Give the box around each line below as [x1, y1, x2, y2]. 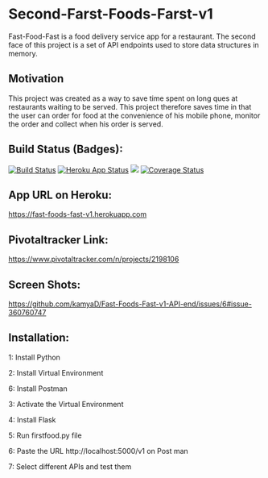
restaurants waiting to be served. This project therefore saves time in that [8, 102, 252, 111]
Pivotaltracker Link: [8, 233, 109, 247]
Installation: [8, 331, 70, 345]
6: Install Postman [8, 384, 68, 393]
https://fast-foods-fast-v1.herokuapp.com [8, 210, 147, 219]
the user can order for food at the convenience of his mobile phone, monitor [8, 110, 261, 120]
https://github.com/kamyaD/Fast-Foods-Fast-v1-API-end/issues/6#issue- [8, 299, 252, 309]
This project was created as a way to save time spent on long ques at [8, 94, 238, 103]
